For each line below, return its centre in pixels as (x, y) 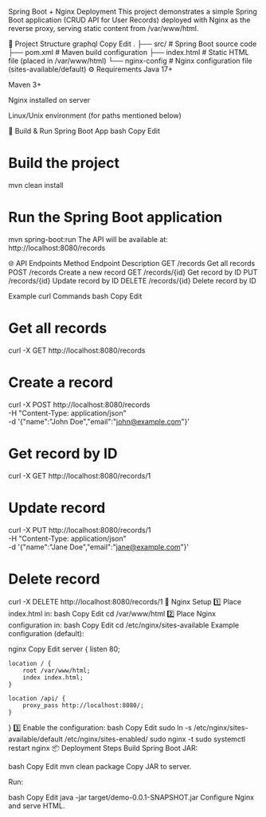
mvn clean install (36, 185)
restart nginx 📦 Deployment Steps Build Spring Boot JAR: (103, 748)
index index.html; (53, 677)
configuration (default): (46, 633)
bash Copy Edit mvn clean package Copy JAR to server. (100, 766)
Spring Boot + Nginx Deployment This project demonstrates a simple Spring (133, 12)
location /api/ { (37, 698)
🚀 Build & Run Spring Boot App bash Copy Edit (84, 131)
